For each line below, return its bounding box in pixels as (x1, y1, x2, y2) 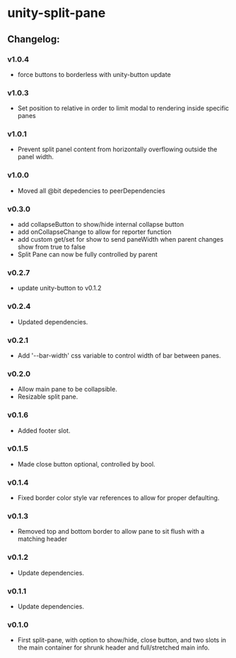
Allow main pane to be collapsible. (17, 385, 118, 394)
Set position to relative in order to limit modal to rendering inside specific (17, 104, 230, 112)
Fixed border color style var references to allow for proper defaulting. (17, 493, 220, 503)
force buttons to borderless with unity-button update (17, 70, 171, 78)
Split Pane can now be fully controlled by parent (17, 250, 158, 259)
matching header (17, 535, 68, 544)
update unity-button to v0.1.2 (17, 284, 102, 293)
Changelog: (7, 33, 60, 45)
